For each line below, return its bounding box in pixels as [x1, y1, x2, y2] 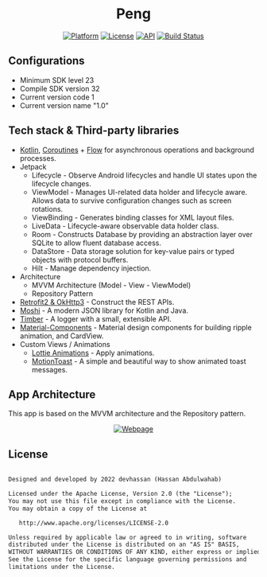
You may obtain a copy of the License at [8, 505, 148, 513]
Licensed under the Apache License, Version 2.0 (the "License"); [8, 490, 233, 498]
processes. [19, 153, 57, 163]
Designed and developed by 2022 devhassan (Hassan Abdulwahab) [8, 475, 222, 484]
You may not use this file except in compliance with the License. [8, 497, 237, 505]
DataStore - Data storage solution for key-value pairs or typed [31, 246, 234, 255]
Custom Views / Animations [19, 339, 110, 349]
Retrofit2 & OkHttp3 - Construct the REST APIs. [19, 297, 175, 306]
